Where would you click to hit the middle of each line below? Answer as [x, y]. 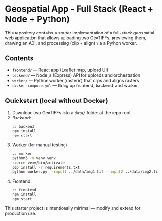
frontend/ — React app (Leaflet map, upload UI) [60, 70]
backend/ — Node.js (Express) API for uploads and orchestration [76, 75]
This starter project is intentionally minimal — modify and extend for [73, 208]
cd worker [22, 154]
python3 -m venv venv [34, 158]
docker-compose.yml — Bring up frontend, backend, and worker [75, 85]
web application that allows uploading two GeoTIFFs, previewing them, [76, 38]
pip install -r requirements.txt [46, 167]
